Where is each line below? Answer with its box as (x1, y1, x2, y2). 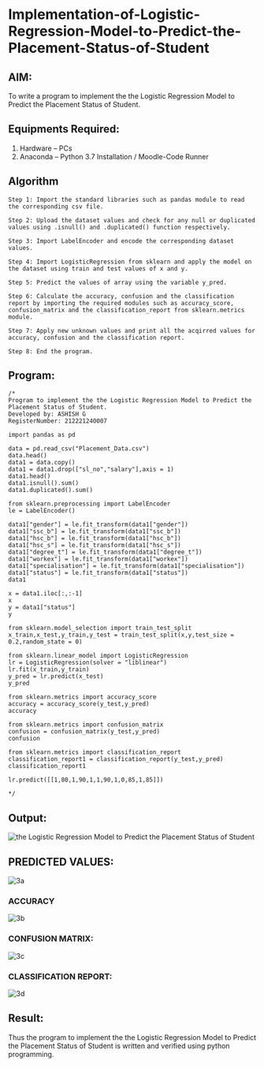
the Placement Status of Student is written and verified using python (8, 1041, 230, 1050)
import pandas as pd (8, 431, 76, 439)
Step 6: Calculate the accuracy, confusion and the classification (8, 292, 235, 300)
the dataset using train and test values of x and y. (8, 264, 189, 273)
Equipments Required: (8, 122, 120, 136)
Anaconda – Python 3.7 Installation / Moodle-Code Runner (19, 151, 209, 161)
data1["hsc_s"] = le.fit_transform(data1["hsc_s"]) (8, 542, 181, 550)
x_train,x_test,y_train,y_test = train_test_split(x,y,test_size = (8, 631, 235, 640)
